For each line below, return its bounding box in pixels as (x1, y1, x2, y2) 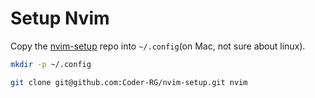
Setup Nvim (10, 7, 110, 30)
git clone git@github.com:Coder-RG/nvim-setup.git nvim (10, 77, 248, 87)
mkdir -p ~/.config (10, 59, 92, 69)
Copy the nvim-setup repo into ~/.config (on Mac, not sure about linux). (10, 40, 306, 52)
